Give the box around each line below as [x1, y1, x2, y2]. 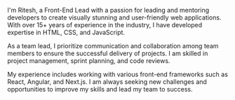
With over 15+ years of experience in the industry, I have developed [7, 21, 203, 29]
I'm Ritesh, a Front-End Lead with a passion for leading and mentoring [7, 6, 209, 14]
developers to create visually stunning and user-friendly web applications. [7, 13, 222, 22]
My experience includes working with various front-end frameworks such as [7, 70, 228, 78]
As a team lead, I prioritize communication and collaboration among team [7, 42, 219, 50]
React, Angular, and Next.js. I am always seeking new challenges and [7, 78, 207, 86]
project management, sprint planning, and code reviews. [7, 57, 170, 65]
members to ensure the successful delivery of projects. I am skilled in [7, 49, 208, 57]
